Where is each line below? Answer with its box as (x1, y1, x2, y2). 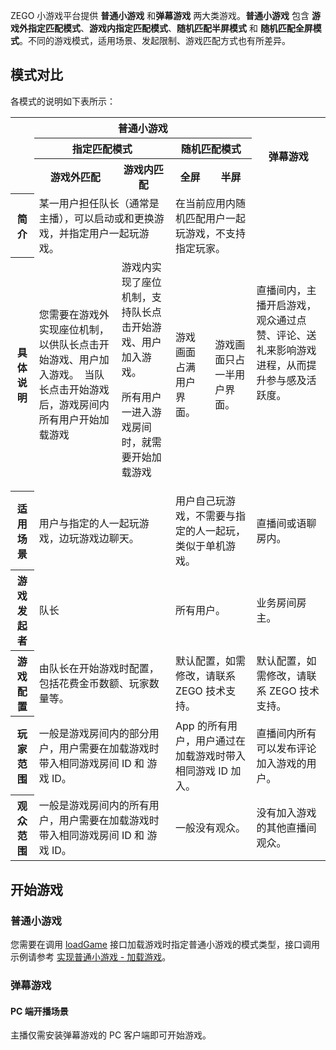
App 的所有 (175, 719, 228, 733)
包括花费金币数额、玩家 (38, 677, 150, 691)
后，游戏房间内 (38, 397, 110, 411)
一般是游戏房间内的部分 (38, 726, 150, 740)
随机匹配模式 (180, 142, 242, 156)
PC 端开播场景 (10, 1005, 69, 1017)
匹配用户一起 (185, 211, 247, 225)
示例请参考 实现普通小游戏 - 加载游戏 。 (10, 951, 172, 963)
